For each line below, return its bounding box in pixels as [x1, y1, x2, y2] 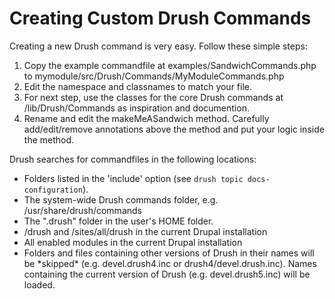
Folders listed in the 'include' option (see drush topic [23, 172, 244, 184]
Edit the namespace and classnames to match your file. [23, 80, 253, 92]
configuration [23, 185, 83, 195]
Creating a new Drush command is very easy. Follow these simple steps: [9, 40, 308, 52]
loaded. [23, 278, 56, 291]
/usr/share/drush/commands [23, 204, 142, 216]
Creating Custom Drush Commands [9, 7, 312, 30]
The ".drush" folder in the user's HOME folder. [23, 215, 214, 227]
